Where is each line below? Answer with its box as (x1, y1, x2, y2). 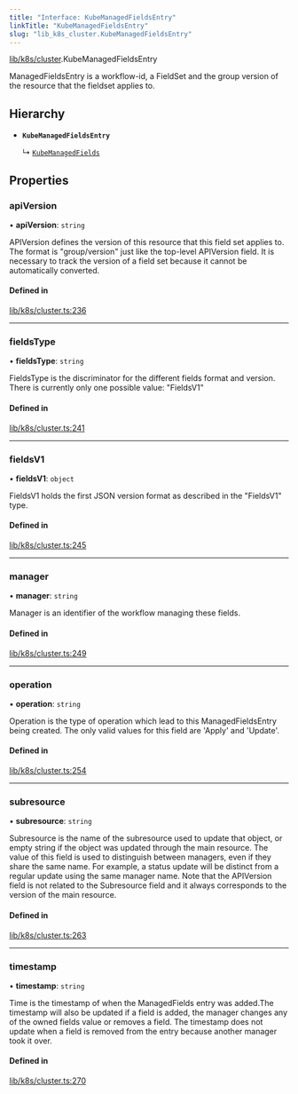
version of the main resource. (9, 890, 117, 900)
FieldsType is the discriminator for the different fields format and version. (9, 373, 276, 384)
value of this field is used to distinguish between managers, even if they (9, 852, 272, 862)
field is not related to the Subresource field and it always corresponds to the (9, 880, 287, 891)
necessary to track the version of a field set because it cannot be (9, 255, 247, 266)
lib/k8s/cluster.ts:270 (9, 1075, 87, 1086)
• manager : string (9, 591, 78, 601)
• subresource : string (9, 816, 92, 827)
